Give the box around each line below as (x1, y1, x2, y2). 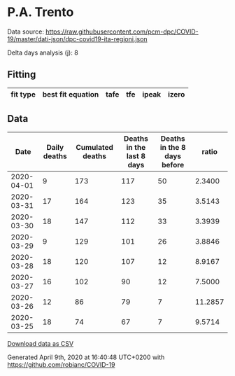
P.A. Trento (7, 4, 74, 20)
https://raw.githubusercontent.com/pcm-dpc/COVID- (45, 27, 199, 36)
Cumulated (76, 142, 113, 152)
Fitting (7, 69, 36, 81)
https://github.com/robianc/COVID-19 (7, 360, 115, 368)
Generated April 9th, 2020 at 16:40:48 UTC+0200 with (7, 353, 165, 361)
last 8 (126, 151, 145, 161)
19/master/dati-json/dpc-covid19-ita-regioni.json (7, 34, 148, 43)
